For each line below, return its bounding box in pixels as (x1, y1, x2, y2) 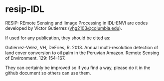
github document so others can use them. (5, 70, 91, 76)
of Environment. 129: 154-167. (5, 55, 66, 61)
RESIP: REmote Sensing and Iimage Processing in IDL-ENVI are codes (5, 20, 148, 26)
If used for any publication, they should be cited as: (5, 35, 111, 41)
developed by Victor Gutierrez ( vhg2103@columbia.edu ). (5, 25, 122, 31)
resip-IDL (5, 3, 45, 15)
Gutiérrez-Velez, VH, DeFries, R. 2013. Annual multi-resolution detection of (5, 44, 159, 50)
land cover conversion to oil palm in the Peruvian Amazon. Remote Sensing (5, 50, 160, 56)
